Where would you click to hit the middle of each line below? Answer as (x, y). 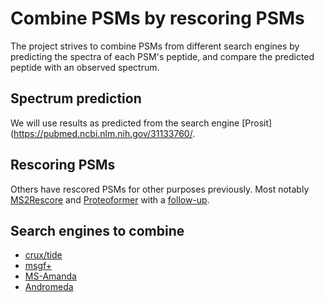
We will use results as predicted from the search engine (125, 123)
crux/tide (43, 255)
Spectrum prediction (76, 98)
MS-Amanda (50, 276)
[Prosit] (257, 123)
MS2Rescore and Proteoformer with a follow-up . (110, 199)
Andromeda (49, 287)
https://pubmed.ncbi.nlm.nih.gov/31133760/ (103, 133)
